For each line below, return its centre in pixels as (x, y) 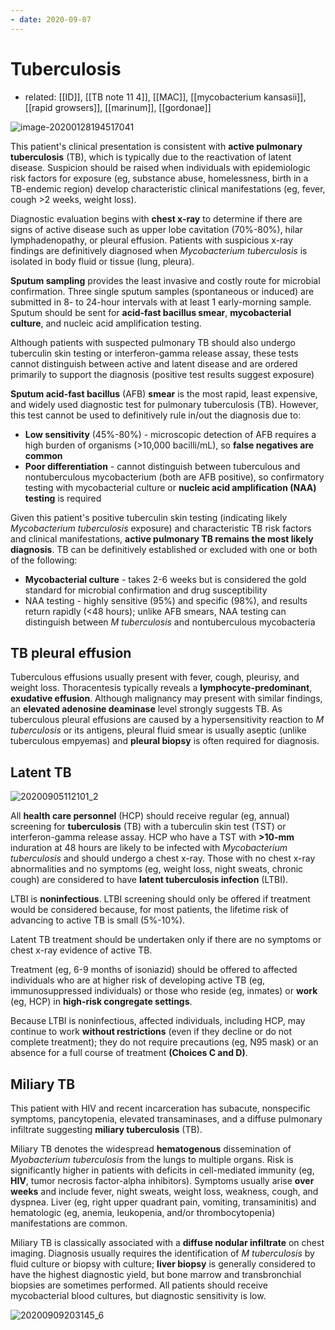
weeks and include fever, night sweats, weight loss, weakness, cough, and (164, 1191)
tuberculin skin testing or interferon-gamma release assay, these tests (154, 353)
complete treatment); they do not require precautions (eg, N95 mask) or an (164, 1042)
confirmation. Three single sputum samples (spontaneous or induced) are (162, 291)
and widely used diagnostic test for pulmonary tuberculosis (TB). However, (164, 404)
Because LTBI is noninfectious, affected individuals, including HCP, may (158, 1021)
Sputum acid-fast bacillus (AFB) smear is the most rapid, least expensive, (164, 393)
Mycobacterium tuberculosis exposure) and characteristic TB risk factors (161, 528)
